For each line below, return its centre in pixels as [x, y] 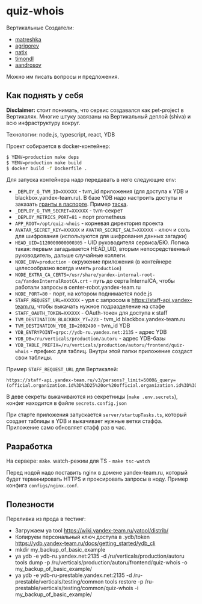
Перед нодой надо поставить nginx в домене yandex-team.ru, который [97, 473]
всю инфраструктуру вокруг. [43, 123]
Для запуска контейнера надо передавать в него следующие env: [91, 180]
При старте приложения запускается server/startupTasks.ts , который [97, 415]
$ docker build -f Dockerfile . [47, 168]
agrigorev [27, 46]
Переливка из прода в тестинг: [46, 519]
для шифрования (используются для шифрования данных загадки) [101, 236]
